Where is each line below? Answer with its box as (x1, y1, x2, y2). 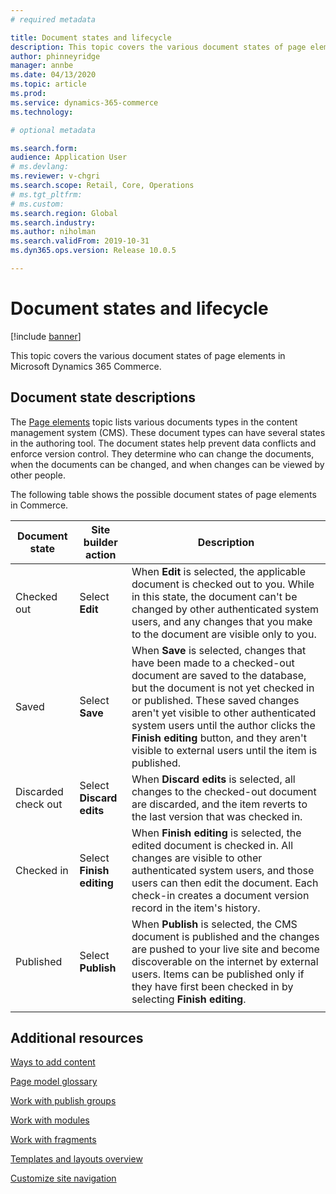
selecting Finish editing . (131, 992, 247, 1006)
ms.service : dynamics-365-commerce (10, 97, 159, 108)
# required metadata (10, 14, 97, 25)
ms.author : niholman (10, 227, 97, 237)
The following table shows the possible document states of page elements (10, 488, 317, 500)
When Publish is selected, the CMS (131, 917, 298, 931)
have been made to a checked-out (131, 656, 295, 670)
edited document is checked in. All (131, 838, 294, 852)
